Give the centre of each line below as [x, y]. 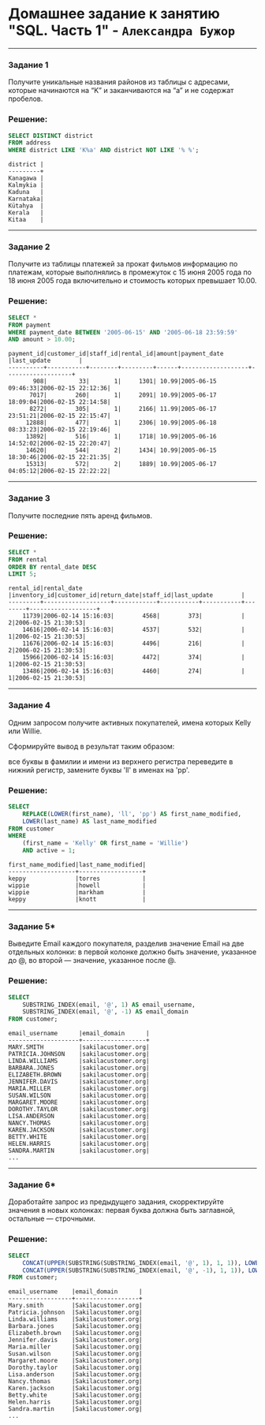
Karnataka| [26, 199]
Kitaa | [26, 220]
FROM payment [30, 325]
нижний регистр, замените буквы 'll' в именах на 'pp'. [99, 770]
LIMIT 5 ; [22, 574]
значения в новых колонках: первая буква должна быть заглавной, [121, 1211]
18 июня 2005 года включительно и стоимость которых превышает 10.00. [132, 281]
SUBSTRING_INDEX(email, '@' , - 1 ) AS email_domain [106, 1012]
